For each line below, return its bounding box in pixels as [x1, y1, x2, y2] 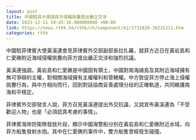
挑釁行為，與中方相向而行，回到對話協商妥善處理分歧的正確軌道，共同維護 [6, 81, 185, 88]
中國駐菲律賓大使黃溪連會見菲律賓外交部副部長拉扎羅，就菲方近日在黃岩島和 [6, 47, 190, 54]
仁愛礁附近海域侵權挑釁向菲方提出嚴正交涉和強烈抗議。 [6, 54, 139, 61]
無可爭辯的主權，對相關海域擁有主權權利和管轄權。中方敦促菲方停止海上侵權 [6, 74, 190, 81]
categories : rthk [6, 30, 48, 36]
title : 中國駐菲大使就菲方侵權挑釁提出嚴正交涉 [6, 14, 107, 20]
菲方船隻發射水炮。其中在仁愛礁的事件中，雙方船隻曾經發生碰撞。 [6, 128, 164, 135]
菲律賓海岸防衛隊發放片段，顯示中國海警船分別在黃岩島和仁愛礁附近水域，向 [6, 121, 190, 128]
